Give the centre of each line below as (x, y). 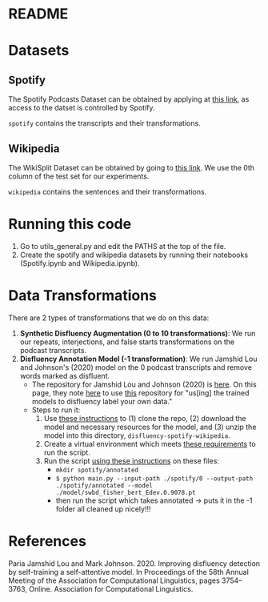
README (38, 14)
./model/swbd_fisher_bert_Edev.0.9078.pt (126, 492)
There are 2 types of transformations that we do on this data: (109, 318)
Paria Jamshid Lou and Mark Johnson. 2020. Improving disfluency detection (134, 563)
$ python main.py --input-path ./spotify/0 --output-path (154, 478)
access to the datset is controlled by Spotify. (82, 108)
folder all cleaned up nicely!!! (103, 508)
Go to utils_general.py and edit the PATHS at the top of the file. (123, 246)
